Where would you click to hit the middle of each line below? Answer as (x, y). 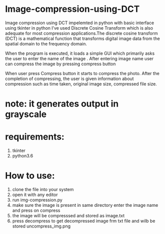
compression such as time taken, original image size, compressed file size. (81, 84)
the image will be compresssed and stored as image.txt (68, 215)
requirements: (35, 137)
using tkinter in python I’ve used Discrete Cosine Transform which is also (79, 28)
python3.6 (23, 156)
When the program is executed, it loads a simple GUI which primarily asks (80, 53)
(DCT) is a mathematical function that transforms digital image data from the (82, 39)
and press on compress (36, 210)
